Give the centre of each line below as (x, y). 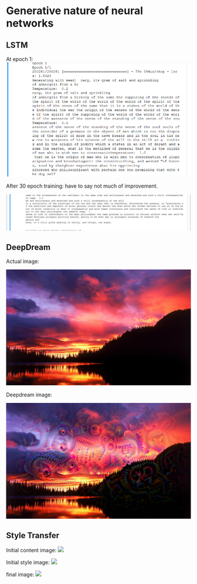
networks (30, 23)
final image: (20, 575)
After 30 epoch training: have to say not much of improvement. (82, 186)
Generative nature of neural (75, 11)
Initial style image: (28, 562)
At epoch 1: (20, 59)
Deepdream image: (29, 395)
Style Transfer (33, 535)
